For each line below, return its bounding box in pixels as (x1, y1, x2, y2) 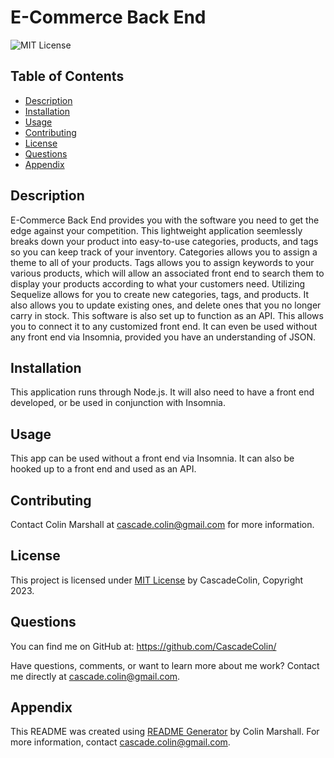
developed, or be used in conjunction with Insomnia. (10, 397, 226, 409)
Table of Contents (10, 68, 125, 85)
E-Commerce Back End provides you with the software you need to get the (10, 214, 320, 226)
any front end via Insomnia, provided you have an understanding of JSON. (10, 331, 317, 343)
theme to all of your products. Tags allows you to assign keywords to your (10, 256, 315, 268)
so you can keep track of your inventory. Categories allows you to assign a (10, 246, 318, 258)
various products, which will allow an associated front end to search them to (10, 267, 325, 279)
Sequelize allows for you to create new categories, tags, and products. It (10, 288, 310, 300)
